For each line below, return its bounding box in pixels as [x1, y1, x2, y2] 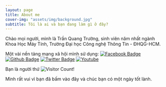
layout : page [5, 7, 33, 13]
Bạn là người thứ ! [5, 66, 75, 72]
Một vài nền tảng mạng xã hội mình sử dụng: [5, 51, 99, 57]
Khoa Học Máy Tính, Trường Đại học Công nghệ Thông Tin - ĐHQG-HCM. [5, 41, 161, 47]
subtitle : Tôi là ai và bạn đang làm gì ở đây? [5, 21, 109, 27]
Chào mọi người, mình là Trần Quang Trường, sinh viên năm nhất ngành [5, 36, 155, 42]
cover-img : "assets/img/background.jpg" [5, 17, 93, 22]
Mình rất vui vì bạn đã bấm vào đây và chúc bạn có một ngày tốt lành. [5, 76, 152, 82]
